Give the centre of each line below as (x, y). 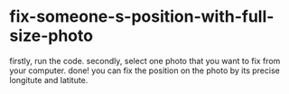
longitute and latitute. (49, 80)
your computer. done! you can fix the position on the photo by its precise (144, 70)
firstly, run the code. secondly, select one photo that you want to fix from (145, 61)
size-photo (51, 36)
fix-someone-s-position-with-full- (142, 17)
